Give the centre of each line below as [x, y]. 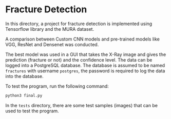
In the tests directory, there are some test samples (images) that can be [82, 105]
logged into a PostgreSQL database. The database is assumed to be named [85, 65]
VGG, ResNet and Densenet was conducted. [52, 44]
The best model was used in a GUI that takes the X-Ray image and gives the [86, 54]
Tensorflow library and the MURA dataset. [50, 29]
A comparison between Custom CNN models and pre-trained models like [83, 39]
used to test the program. [32, 111]
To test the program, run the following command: [57, 86]
